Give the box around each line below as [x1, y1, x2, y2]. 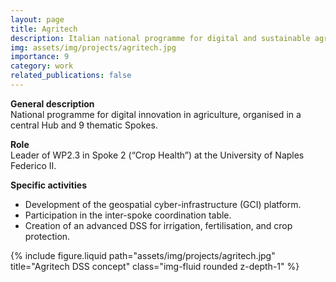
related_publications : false [10, 71, 132, 81]
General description [10, 97, 95, 110]
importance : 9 [10, 52, 70, 62]
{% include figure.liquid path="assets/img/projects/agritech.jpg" [10, 249, 276, 261]
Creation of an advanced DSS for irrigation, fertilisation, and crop [24, 219, 293, 231]
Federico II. [10, 159, 57, 171]
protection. [24, 230, 71, 242]
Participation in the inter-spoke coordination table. [24, 209, 232, 221]
